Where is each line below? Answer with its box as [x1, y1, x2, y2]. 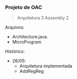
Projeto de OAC [5, 4, 43, 11]
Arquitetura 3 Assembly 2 [17, 15, 69, 21]
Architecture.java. [12, 34, 48, 40]
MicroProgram [12, 39, 42, 45]
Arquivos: [5, 24, 25, 30]
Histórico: [5, 48, 25, 55]
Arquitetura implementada [19, 63, 73, 69]
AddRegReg [19, 68, 44, 74]
